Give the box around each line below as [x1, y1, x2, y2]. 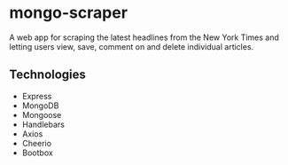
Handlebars [21, 119, 65, 130]
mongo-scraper [9, 3, 128, 23]
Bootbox [21, 147, 53, 158]
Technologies [9, 67, 87, 82]
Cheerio [21, 137, 51, 148]
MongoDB [21, 100, 59, 111]
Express [21, 90, 52, 101]
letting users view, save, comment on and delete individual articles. [9, 41, 254, 51]
